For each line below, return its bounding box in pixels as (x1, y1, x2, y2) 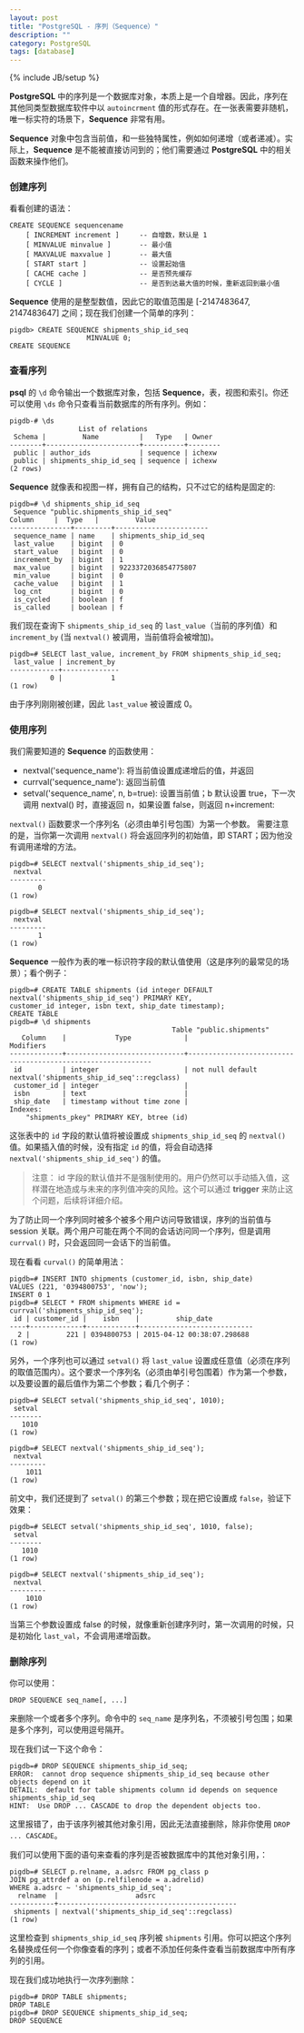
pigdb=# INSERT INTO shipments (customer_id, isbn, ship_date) (9, 1274, 254, 1283)
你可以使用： (9, 1677, 57, 1688)
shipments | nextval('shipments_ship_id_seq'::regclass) (13, 1907, 233, 1917)
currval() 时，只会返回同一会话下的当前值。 (9, 1237, 176, 1248)
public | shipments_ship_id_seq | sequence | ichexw (13, 456, 218, 465)
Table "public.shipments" (172, 1025, 270, 1035)
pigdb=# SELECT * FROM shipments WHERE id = (9, 1298, 181, 1308)
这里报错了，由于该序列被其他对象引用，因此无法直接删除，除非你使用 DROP (9, 1818, 290, 1829)
